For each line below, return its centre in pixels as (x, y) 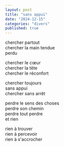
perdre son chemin (24, 109)
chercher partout (22, 42)
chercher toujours (23, 83)
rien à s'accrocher (24, 140)
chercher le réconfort (27, 73)
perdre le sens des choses (32, 103)
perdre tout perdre (24, 114)
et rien (12, 119)
